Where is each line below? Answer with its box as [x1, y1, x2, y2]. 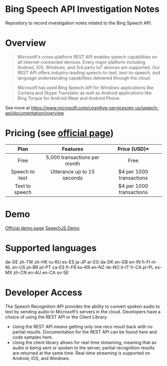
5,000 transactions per [45, 154, 100, 161]
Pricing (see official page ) [5, 128, 114, 139]
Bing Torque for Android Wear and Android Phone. [17, 95, 121, 101]
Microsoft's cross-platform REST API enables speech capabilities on [17, 54, 158, 60]
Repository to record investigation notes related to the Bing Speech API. [5, 20, 153, 26]
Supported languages [5, 242, 97, 254]
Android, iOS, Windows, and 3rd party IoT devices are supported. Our [17, 64, 160, 70]
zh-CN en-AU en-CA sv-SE [13, 270, 69, 275]
